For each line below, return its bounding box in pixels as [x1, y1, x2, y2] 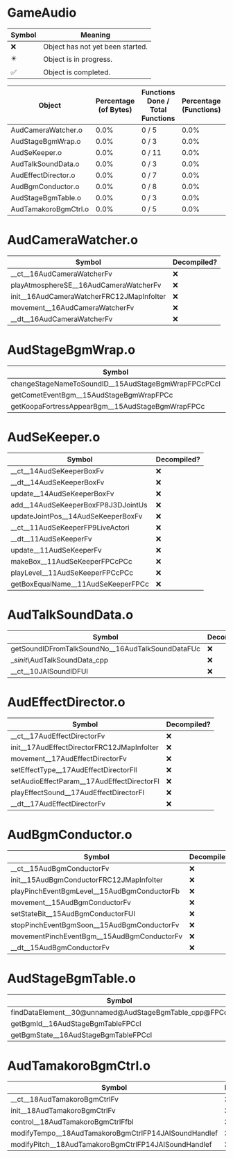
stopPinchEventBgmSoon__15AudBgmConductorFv [10, 920, 180, 929]
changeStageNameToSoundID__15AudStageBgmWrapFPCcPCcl [10, 379, 221, 389]
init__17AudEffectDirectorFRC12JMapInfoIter [10, 742, 159, 752]
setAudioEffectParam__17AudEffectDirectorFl [10, 776, 159, 786]
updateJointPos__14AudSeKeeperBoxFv [10, 511, 143, 521]
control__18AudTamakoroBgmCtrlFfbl [10, 1117, 134, 1127]
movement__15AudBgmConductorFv [10, 897, 132, 907]
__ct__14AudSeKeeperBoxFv [10, 466, 104, 475]
